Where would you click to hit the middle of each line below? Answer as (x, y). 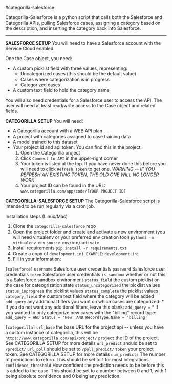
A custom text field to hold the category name (61, 90)
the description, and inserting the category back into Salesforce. (73, 28)
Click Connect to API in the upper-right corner (69, 158)
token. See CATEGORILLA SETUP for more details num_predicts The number (85, 354)
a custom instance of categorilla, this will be (52, 332)
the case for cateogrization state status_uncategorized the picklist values (83, 285)
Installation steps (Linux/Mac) (37, 216)
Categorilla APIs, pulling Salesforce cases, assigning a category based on (83, 23)
